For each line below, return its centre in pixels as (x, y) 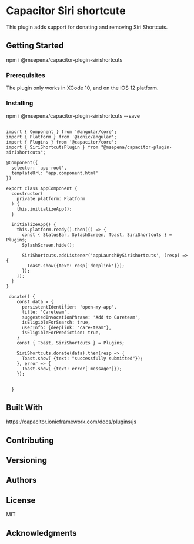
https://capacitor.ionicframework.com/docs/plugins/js (71, 422)
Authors (21, 480)
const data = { (35, 302)
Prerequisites (26, 75)
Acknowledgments (42, 533)
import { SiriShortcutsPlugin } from (52, 147)
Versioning (26, 460)
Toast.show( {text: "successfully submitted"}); (82, 359)
